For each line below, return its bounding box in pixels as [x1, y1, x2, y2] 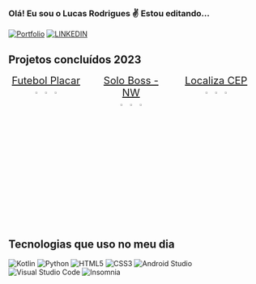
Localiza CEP [185, 74, 248, 87]
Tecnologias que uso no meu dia [8, 237, 175, 251]
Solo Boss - [103, 74, 160, 87]
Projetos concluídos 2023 [8, 53, 142, 66]
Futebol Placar [11, 74, 81, 87]
